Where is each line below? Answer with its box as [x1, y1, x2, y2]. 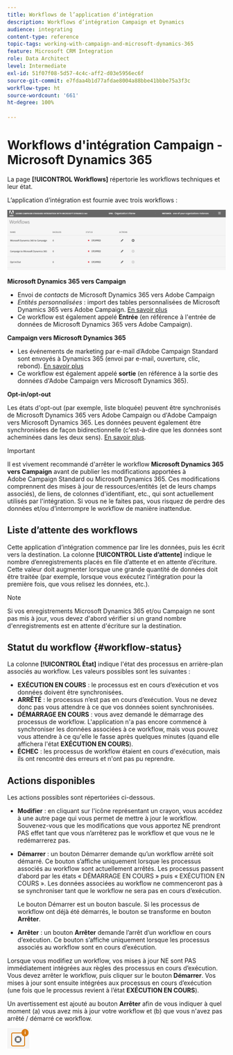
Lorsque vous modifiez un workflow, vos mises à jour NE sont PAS [7, 956, 196, 965]
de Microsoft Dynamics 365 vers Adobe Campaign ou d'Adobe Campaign [7, 411, 217, 419]
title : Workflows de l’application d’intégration [7, 11, 154, 18]
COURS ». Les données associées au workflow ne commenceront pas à [17, 879, 223, 888]
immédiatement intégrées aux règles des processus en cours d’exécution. [7, 964, 218, 972]
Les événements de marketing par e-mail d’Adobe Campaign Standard [17, 347, 218, 355]
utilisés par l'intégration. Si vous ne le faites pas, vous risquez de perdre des [7, 497, 225, 505]
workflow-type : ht [7, 84, 60, 92]
